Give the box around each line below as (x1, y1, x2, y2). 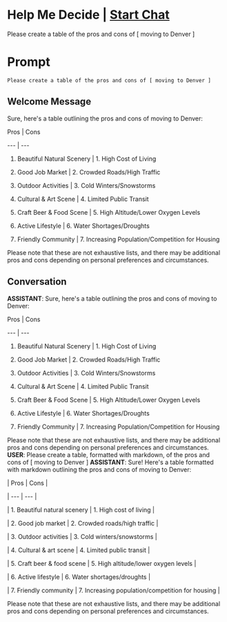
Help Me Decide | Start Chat (7, 7, 170, 23)
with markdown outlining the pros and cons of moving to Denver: (7, 465, 192, 474)
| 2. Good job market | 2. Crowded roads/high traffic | (7, 519, 159, 527)
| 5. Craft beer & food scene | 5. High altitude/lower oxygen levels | (7, 559, 197, 567)
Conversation (7, 276, 67, 287)
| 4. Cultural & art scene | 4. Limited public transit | (7, 546, 150, 554)
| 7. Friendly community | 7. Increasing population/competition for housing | (7, 586, 220, 594)
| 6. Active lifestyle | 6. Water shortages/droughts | (7, 572, 150, 581)
